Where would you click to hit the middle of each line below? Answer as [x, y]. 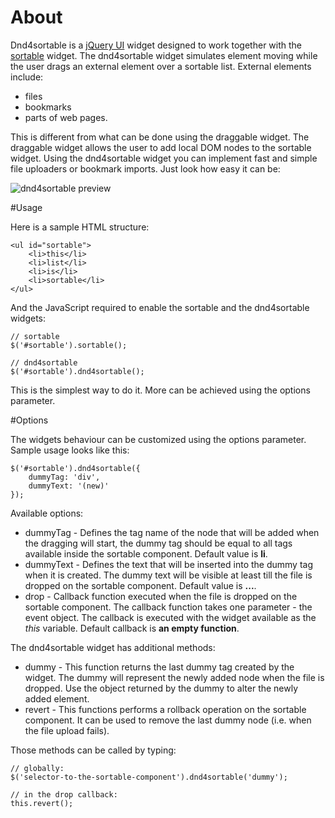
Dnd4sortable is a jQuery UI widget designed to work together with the [156, 45]
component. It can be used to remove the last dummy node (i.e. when [168, 720]
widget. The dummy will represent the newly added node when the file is [174, 677]
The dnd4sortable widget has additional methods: [113, 647]
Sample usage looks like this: [70, 450]
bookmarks [48, 107]
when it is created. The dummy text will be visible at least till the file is [168, 575]
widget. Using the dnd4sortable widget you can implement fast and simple [164, 158]
